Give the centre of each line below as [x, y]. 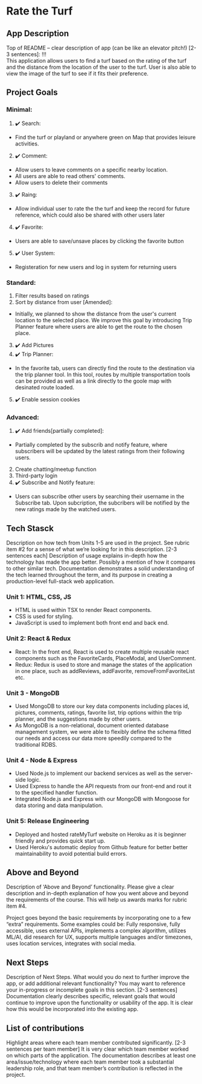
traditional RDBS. [36, 744]
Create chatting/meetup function [55, 470]
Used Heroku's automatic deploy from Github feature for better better [101, 847]
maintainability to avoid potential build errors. [71, 853]
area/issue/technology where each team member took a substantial [90, 1062]
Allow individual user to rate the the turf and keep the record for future [102, 208]
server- [184, 773]
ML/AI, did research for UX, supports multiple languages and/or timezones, [99, 937]
